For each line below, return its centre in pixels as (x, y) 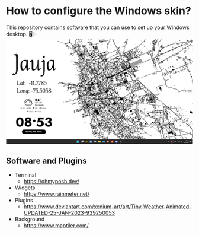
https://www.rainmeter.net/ (57, 194)
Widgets (25, 188)
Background (30, 219)
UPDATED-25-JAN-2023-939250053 (69, 213)
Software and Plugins (46, 161)
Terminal (25, 175)
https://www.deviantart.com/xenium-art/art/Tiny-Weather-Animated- (107, 207)
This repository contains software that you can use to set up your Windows (98, 27)
